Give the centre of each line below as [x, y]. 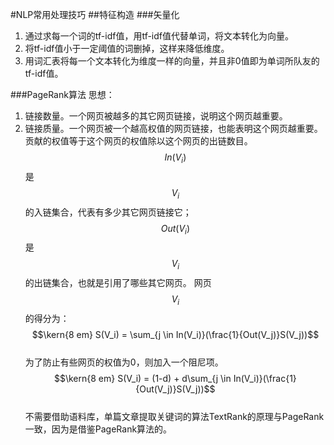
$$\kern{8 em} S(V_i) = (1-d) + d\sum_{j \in [142, 378]
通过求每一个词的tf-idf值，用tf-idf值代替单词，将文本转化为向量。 [159, 36]
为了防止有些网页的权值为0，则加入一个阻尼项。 [124, 362]
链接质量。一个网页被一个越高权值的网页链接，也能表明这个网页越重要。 [173, 128]
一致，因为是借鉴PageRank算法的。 [98, 429]
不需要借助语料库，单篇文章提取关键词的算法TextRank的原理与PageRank [174, 416]
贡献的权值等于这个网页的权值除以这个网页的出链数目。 [138, 141]
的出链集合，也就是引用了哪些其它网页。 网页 [118, 283]
